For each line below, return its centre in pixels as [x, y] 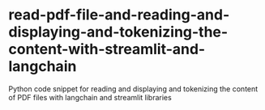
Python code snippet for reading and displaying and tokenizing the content [133, 89]
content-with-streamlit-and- [107, 49]
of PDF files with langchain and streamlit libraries [90, 97]
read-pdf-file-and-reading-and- [119, 15]
